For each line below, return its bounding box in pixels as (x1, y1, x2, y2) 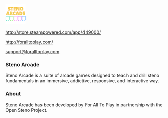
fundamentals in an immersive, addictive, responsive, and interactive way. (5, 78, 159, 84)
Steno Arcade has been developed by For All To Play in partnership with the (5, 102, 163, 108)
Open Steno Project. (5, 107, 48, 113)
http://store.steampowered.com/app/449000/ (5, 29, 101, 35)
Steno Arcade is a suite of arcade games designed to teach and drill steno (5, 72, 159, 79)
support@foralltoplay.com (5, 49, 60, 54)
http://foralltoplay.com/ (5, 39, 53, 45)
